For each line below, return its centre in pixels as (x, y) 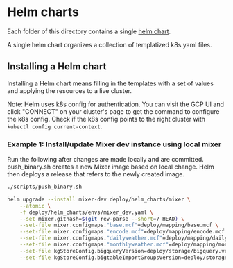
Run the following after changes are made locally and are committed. (106, 160)
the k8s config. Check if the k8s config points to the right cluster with (106, 119)
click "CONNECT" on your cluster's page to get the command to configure (113, 111)
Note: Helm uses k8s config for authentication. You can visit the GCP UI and (115, 104)
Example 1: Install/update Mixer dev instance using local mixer (114, 144)
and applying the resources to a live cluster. (70, 90)
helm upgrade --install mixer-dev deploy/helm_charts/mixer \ (99, 199)
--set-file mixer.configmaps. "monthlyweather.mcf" (94, 245)
